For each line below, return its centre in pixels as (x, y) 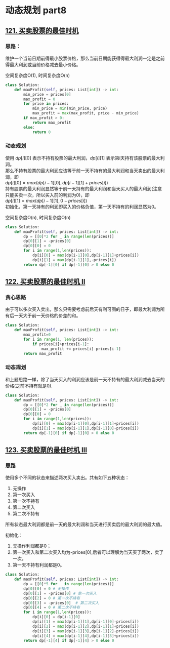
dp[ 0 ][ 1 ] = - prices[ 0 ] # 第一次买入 (60, 593)
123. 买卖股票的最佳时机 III (46, 450)
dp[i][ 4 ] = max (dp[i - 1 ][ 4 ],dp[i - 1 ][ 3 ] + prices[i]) (86, 636)
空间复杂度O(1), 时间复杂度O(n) (37, 75)
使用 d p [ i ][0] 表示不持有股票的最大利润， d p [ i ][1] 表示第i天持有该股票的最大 (83, 158)
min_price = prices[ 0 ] (47, 94)
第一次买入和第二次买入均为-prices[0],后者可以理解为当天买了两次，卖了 (88, 552)
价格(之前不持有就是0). (29, 386)
